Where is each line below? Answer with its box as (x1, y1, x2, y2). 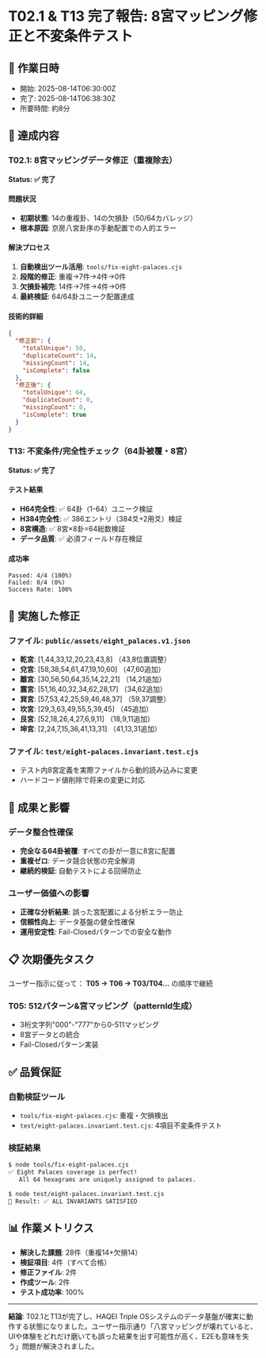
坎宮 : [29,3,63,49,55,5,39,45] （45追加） (19, 704, 154, 713)
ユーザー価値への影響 (8, 887, 89, 898)
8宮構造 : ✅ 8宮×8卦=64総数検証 (19, 524, 126, 534)
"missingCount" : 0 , (22, 403, 87, 411)
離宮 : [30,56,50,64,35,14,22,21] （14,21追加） (19, 674, 166, 684)
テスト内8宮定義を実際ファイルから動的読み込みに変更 (19, 766, 198, 775)
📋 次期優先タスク (8, 952, 95, 966)
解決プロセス (8, 243, 50, 253)
